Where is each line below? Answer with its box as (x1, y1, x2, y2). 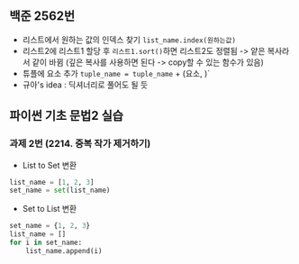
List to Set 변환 (22, 159, 77, 170)
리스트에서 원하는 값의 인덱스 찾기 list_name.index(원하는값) (22, 34, 237, 45)
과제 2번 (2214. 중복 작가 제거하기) (9, 138, 151, 150)
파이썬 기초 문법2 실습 (9, 108, 124, 123)
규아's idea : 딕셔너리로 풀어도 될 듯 (22, 79, 149, 90)
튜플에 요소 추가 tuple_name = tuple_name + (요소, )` (22, 68, 211, 78)
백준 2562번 (9, 8, 76, 24)
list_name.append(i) (25, 246, 103, 255)
